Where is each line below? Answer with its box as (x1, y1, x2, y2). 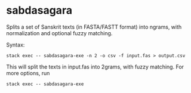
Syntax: (6, 41, 25, 48)
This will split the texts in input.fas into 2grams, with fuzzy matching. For (6, 63, 184, 70)
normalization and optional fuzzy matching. (6, 29, 113, 36)
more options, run (6, 69, 50, 76)
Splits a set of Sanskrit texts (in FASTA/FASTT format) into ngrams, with (6, 23, 182, 30)
